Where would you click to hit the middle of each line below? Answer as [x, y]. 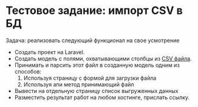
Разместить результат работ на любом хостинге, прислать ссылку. [102, 97]
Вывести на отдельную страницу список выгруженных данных [96, 91]
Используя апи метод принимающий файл [79, 84]
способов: [28, 71]
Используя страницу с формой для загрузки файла [90, 78]
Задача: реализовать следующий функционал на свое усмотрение [93, 40]
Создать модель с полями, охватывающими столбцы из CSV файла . [103, 58]
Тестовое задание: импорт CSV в [94, 11]
